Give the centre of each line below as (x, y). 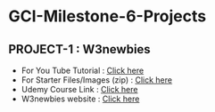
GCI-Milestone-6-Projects (107, 16)
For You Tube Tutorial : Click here (83, 70)
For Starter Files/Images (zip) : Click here (97, 80)
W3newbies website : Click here (80, 99)
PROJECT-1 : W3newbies (79, 49)
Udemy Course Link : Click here (79, 89)
